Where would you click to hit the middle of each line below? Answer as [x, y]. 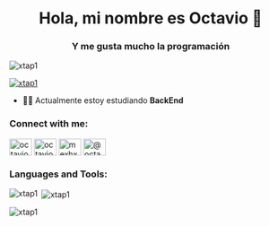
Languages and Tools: [58, 174]
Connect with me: [49, 124]
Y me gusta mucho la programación [151, 47]
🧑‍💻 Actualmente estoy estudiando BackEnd [103, 100]
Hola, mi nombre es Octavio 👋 [151, 18]
